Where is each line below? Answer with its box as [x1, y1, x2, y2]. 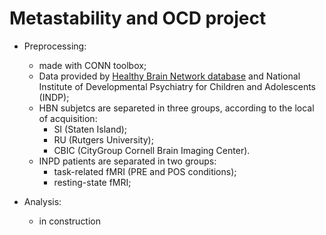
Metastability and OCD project [9, 7, 267, 30]
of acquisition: [38, 112, 98, 124]
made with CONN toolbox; [38, 59, 147, 71]
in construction [38, 215, 102, 227]
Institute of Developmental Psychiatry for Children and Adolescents [38, 80, 316, 92]
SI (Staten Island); [53, 123, 128, 135]
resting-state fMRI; [53, 176, 132, 188]
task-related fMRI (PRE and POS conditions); [53, 165, 237, 177]
